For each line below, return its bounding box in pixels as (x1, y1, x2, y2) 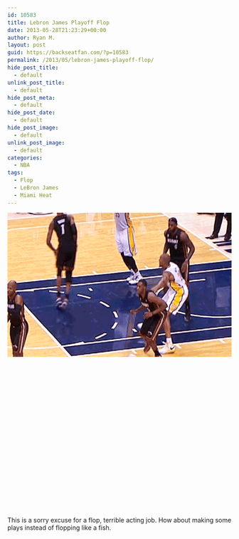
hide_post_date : (7, 109, 55, 117)
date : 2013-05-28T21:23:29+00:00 (7, 26, 107, 33)
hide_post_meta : (7, 94, 55, 101)
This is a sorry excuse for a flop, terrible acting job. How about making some (7, 516, 232, 524)
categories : (7, 154, 43, 162)
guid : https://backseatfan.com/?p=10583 (7, 49, 129, 56)
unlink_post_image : (7, 139, 65, 146)
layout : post (7, 41, 46, 49)
